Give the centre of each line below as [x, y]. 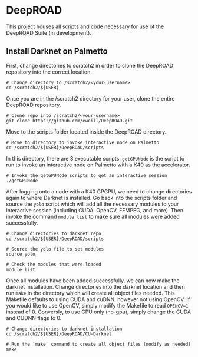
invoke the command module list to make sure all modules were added [93, 216]
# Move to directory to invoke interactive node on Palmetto [83, 142]
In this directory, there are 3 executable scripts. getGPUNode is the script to [95, 158]
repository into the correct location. [49, 72]
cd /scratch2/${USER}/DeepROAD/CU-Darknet [59, 334]
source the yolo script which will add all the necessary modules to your [93, 204]
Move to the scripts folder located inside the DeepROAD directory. [86, 131]
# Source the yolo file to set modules [55, 249]
